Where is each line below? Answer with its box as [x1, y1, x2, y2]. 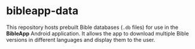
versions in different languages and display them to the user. [6, 36, 156, 43]
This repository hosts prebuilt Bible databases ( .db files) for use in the [6, 24, 178, 31]
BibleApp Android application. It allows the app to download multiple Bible [6, 30, 190, 37]
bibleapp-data [6, 4, 79, 18]
